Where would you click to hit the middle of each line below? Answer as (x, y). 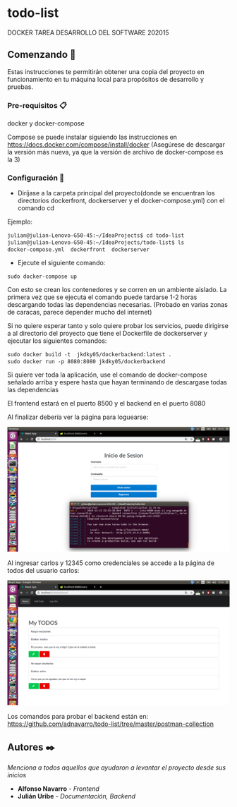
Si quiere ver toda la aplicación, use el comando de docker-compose (107, 375)
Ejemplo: (20, 222)
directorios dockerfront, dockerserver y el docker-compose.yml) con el (121, 201)
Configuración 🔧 (36, 178)
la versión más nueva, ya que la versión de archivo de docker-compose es (115, 152)
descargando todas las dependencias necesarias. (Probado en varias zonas (117, 305)
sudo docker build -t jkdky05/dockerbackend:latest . (90, 355)
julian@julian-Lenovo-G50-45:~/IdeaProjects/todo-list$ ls (96, 243)
